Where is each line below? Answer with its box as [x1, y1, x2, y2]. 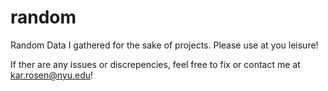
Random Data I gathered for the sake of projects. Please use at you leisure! [10, 39, 319, 51]
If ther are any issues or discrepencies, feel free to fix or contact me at [10, 58, 301, 70]
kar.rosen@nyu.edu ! [10, 69, 94, 81]
